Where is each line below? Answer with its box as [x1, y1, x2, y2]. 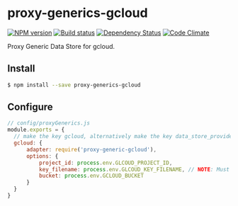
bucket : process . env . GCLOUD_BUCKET [38, 172, 144, 180]
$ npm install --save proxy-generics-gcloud [7, 81, 141, 88]
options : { [25, 152, 59, 160]
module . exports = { [7, 126, 65, 134]
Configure [7, 101, 53, 113]
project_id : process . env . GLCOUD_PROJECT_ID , [38, 159, 173, 166]
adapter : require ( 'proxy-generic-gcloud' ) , [25, 146, 157, 153]
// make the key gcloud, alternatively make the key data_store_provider [13, 133, 236, 140]
